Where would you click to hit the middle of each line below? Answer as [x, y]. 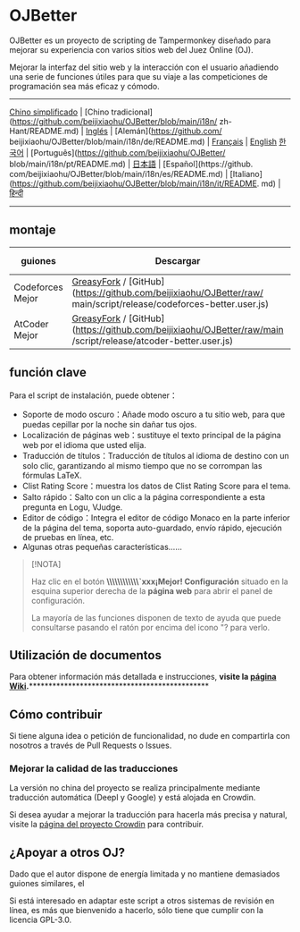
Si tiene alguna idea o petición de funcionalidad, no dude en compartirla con [150, 736]
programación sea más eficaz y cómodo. [85, 86]
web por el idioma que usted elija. [84, 445]
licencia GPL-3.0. [41, 920]
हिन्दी [17, 192]
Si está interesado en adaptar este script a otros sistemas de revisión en [142, 901]
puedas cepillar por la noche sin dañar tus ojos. [109, 424]
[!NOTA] [46, 563]
